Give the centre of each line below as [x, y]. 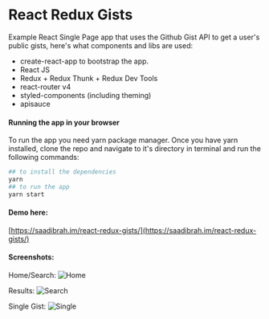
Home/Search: [32, 276]
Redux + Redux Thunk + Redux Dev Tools [89, 78]
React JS [35, 69]
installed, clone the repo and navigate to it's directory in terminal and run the [134, 149]
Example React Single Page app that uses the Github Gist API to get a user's [134, 37]
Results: [22, 291]
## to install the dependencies [62, 172]
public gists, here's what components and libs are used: [101, 45]
